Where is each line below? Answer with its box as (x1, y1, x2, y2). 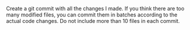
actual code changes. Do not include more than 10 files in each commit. (6, 18, 180, 24)
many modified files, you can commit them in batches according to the (6, 11, 178, 18)
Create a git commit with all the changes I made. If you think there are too (6, 5, 185, 12)
